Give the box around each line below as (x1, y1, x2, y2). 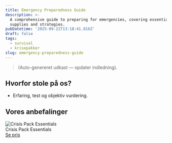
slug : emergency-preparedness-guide (5, 50, 83, 55)
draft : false (5, 31, 33, 36)
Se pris (5, 132, 20, 138)
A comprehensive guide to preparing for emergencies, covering (10, 17, 147, 22)
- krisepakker (10, 45, 40, 51)
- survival (10, 41, 33, 46)
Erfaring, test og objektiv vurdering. (12, 92, 88, 99)
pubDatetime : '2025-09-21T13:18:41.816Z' (5, 27, 95, 32)
